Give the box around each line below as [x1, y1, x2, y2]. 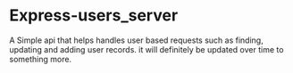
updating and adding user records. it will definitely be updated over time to [9, 44, 284, 54]
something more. [9, 53, 72, 64]
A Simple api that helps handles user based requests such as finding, [9, 35, 264, 45]
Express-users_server [9, 5, 179, 26]
